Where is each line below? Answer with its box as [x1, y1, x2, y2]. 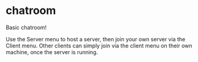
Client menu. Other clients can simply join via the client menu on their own [5, 42, 193, 49]
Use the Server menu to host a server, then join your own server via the [5, 35, 186, 43]
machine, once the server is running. [5, 48, 98, 55]
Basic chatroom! [5, 24, 47, 31]
